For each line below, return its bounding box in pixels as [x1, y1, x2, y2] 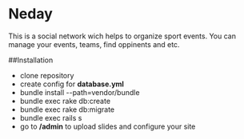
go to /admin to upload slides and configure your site [19, 121, 196, 131]
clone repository [19, 70, 74, 80]
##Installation [8, 55, 54, 65]
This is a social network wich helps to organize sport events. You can [8, 31, 236, 41]
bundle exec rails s [19, 113, 82, 122]
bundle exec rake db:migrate [19, 105, 115, 114]
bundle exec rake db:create [19, 96, 110, 105]
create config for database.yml [19, 79, 124, 89]
